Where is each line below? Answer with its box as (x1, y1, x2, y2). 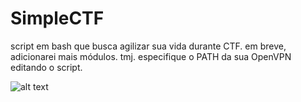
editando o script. (10, 61, 83, 73)
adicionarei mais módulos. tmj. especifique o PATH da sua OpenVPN (10, 50, 292, 62)
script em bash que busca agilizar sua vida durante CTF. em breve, (10, 40, 287, 52)
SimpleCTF (10, 7, 105, 30)
